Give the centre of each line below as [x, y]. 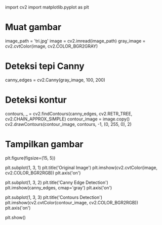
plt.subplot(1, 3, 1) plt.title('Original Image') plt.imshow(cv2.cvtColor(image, [81, 168]
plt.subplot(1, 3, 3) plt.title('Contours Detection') [54, 197]
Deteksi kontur [36, 100]
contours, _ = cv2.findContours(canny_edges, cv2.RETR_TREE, [69, 113]
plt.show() [16, 217]
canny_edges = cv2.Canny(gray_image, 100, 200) [55, 80]
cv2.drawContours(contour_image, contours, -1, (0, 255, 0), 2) [68, 124]
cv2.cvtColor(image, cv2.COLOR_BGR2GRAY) [51, 46]
